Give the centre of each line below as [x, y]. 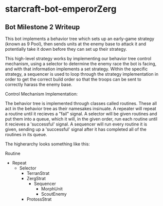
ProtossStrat [39, 199]
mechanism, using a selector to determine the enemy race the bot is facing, [81, 64]
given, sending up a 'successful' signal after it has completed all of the [76, 129]
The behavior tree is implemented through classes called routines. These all [81, 103]
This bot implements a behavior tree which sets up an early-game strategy [80, 39]
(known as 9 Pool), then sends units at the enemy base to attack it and [76, 44]
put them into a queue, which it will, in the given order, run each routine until [81, 119]
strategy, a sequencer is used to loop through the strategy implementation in [82, 74]
